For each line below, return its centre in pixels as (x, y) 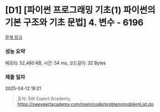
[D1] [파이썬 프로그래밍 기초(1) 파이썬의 (80, 10)
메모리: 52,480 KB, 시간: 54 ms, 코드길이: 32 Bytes (55, 63)
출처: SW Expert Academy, (44, 98)
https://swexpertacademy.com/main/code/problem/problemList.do (85, 104)
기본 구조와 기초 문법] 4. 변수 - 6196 (74, 23)
